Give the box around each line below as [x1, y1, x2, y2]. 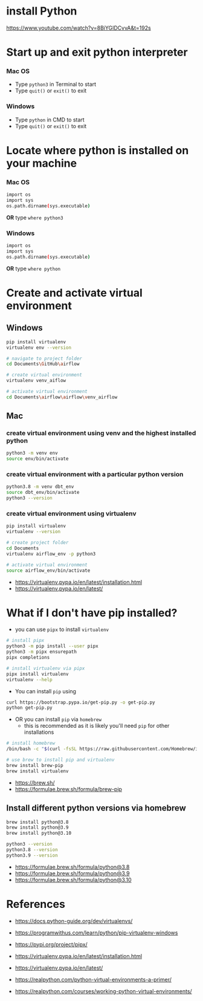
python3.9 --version [6, 852, 59, 858]
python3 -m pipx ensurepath [6, 649, 77, 655]
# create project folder [6, 540, 69, 546]
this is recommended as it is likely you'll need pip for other [24, 722, 170, 730]
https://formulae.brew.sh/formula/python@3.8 [14, 863, 130, 870]
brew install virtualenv [6, 768, 69, 774]
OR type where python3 [6, 213, 63, 221]
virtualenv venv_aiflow [6, 378, 66, 384]
